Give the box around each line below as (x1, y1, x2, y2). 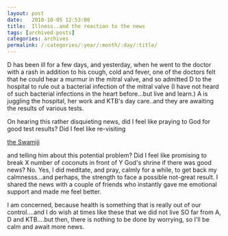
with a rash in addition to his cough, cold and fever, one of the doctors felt (7, 68, 216, 76)
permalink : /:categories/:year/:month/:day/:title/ (7, 42, 157, 49)
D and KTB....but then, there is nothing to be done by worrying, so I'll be (7, 215, 210, 223)
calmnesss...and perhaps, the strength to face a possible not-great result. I (7, 173, 218, 181)
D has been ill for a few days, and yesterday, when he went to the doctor (7, 61, 212, 68)
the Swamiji (7, 138, 40, 146)
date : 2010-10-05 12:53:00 (7, 16, 90, 23)
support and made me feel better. (7, 187, 101, 196)
